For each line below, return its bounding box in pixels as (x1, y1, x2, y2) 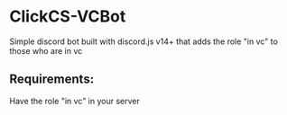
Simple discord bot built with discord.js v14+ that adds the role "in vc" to (9, 36, 278, 47)
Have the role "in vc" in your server (9, 95, 140, 106)
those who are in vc (9, 45, 83, 56)
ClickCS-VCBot (9, 6, 126, 27)
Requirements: (9, 72, 95, 87)
